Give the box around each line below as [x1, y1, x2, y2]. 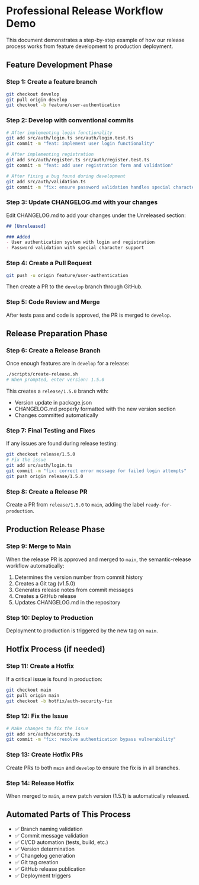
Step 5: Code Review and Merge [6, 298, 100, 306]
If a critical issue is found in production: [6, 675, 102, 683]
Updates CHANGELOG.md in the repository [14, 599, 121, 606]
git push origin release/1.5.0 [6, 473, 84, 479]
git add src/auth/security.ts [6, 731, 81, 737]
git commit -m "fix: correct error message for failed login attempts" [6, 468, 187, 474]
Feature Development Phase [6, 60, 113, 70]
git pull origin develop [6, 97, 68, 103]
